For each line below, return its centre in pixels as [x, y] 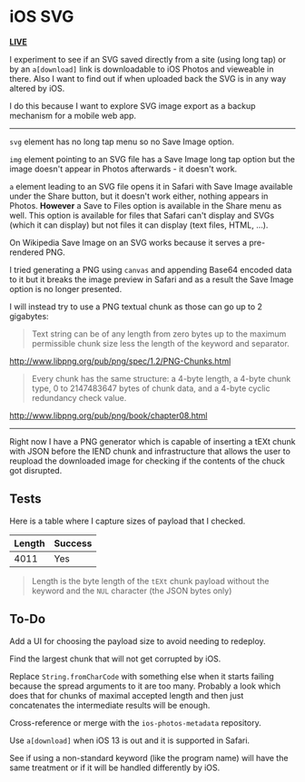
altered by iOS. [37, 88]
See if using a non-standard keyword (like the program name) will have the [149, 758]
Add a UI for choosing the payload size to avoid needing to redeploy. [138, 640]
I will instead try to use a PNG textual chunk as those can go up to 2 [136, 307]
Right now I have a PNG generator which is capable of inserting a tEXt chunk [152, 441]
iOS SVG [42, 17]
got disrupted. [36, 470]
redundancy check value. [79, 397]
